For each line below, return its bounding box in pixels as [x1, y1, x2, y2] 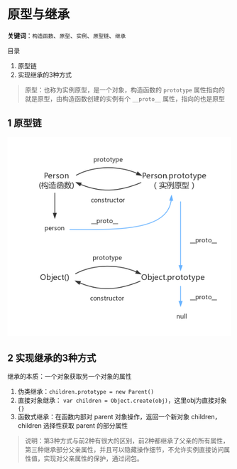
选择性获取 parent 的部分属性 [43, 421, 128, 430]
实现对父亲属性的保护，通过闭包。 [43, 454, 143, 463]
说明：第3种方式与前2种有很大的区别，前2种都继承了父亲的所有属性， [24, 436, 229, 445]
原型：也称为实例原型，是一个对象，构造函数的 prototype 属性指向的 [24, 85, 226, 94]
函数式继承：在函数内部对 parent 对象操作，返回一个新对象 [17, 413, 190, 421]
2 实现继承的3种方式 [7, 352, 97, 364]
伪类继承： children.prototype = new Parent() [17, 387, 155, 396]
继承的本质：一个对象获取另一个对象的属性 [7, 372, 132, 381]
